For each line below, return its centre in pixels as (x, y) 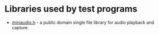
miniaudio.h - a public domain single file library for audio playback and (83, 22)
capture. (20, 27)
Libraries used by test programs (71, 9)
